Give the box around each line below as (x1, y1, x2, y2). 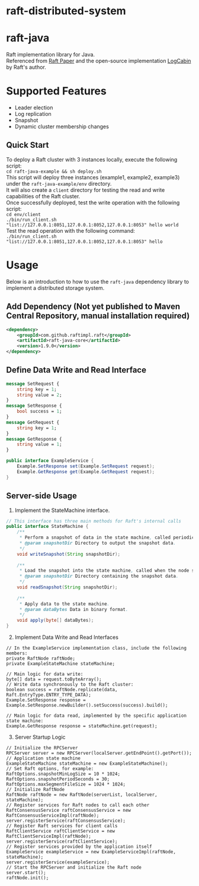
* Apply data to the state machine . (19, 601, 110, 607)
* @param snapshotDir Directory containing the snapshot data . (19, 573, 179, 580)
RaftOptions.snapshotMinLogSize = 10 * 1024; (6, 771, 120, 777)
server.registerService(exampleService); (6, 859, 110, 865)
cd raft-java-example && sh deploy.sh (6, 168, 102, 175)
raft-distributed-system (6, 4, 126, 18)
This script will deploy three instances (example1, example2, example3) (6, 173, 180, 181)
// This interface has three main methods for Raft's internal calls (6, 518, 182, 524)
